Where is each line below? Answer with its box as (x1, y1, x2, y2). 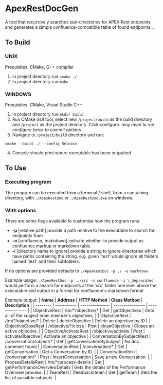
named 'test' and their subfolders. (12, 258, 80, 264)
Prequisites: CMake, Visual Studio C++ (5, 102, 83, 108)
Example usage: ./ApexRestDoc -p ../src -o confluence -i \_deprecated (5, 277, 154, 283)
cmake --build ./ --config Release (5, 141, 77, 146)
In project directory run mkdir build (12, 111, 84, 117)
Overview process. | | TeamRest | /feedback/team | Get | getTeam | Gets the (5, 369, 158, 375)
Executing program (5, 179, 52, 185)
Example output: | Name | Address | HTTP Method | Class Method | (5, 297, 143, 303)
